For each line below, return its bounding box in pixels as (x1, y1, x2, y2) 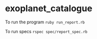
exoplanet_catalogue (5, 3, 93, 14)
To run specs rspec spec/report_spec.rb (5, 28, 88, 34)
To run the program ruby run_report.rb (5, 19, 85, 25)
